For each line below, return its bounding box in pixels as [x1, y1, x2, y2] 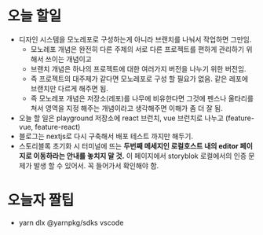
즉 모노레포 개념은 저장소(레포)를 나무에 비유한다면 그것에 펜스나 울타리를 [30, 94, 254, 103]
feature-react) [35, 122, 81, 131]
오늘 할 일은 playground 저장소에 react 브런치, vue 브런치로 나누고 [18, 113, 225, 123]
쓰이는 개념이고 [45, 54, 92, 64]
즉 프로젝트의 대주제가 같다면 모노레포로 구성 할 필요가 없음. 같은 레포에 [30, 74, 249, 83]
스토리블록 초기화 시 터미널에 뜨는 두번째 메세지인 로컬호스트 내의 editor [18, 141, 239, 150]
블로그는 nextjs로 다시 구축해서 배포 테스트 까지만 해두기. [18, 131, 194, 141]
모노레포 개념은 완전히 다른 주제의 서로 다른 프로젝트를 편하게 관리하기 [30, 44, 245, 53]
